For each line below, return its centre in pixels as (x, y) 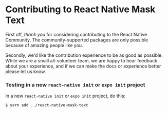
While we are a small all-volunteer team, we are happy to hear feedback (81, 60)
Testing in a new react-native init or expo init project (75, 84)
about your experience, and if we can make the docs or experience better (83, 66)
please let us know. (26, 71)
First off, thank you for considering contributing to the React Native (76, 34)
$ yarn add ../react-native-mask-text (47, 105)
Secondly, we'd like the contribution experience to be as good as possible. (84, 55)
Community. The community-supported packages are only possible (77, 40)
